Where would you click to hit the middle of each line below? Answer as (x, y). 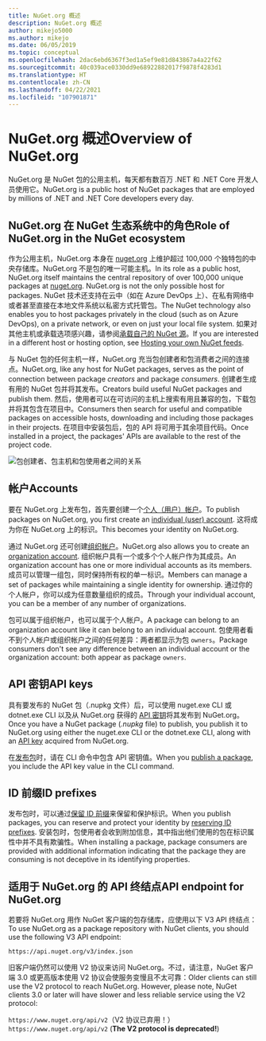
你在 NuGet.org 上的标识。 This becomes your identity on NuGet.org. (127, 529)
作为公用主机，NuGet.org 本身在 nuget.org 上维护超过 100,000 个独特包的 (129, 258)
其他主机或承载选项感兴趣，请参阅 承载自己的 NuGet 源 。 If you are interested (134, 334)
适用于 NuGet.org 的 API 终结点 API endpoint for (126, 886)
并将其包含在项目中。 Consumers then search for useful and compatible (125, 409)
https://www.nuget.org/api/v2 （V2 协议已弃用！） (91, 1019)
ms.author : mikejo (39, 38)
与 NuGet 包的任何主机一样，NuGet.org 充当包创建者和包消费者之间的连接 (129, 359)
